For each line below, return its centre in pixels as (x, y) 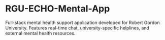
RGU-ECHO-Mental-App (58, 9)
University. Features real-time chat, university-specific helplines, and (77, 27)
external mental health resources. (40, 33)
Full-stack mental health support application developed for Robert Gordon (82, 22)
